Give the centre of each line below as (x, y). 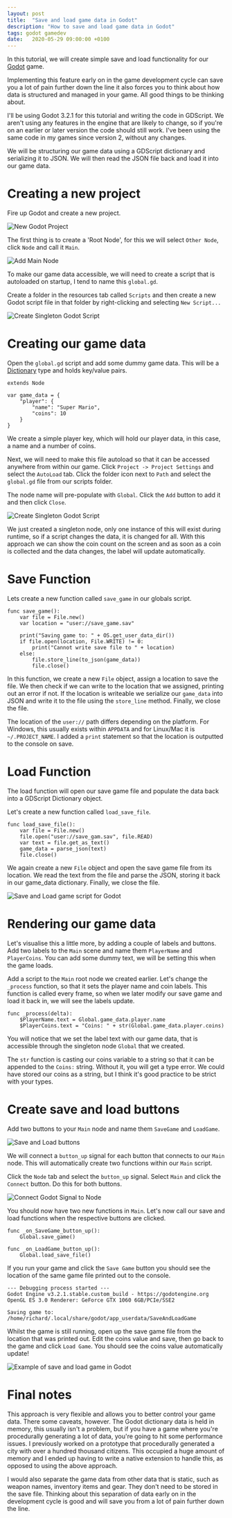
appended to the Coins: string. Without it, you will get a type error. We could (116, 1066)
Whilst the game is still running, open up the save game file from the (105, 1331)
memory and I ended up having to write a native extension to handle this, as (115, 1458)
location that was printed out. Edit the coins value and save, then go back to (115, 1338)
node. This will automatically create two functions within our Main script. (110, 1163)
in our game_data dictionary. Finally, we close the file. (84, 882)
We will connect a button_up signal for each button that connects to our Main (116, 1155)
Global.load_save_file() (55, 1255)
